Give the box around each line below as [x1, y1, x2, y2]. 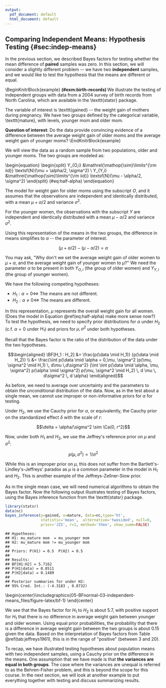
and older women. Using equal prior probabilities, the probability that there [5, 620, 158, 626]
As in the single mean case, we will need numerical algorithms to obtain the [5, 484, 160, 490]
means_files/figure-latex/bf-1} [5, 597, 66, 603]
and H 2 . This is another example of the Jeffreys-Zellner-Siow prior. [5, 473, 142, 480]
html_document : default [9, 16, 58, 21]
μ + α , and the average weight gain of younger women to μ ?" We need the [5, 260, 156, 266]
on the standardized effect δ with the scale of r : [5, 414, 103, 420]
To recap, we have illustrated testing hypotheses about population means [5, 645, 155, 652]
